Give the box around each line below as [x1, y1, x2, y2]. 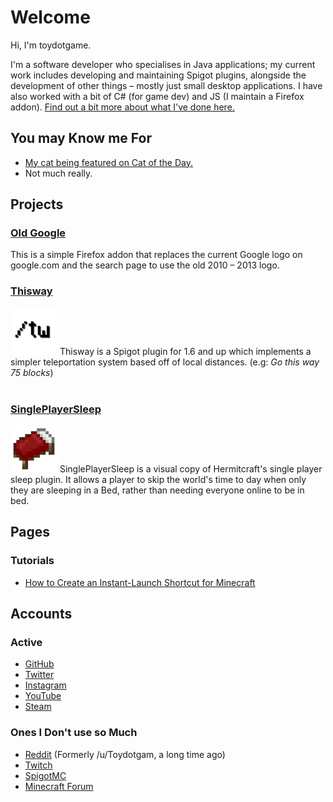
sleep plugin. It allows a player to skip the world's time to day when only [10, 474, 307, 486]
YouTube [24, 690, 62, 702]
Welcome [10, 6, 91, 29]
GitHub [24, 658, 55, 670]
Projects [10, 196, 64, 213]
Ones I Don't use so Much [10, 726, 138, 740]
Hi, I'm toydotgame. [10, 39, 92, 51]
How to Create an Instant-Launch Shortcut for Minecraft [24, 576, 256, 588]
